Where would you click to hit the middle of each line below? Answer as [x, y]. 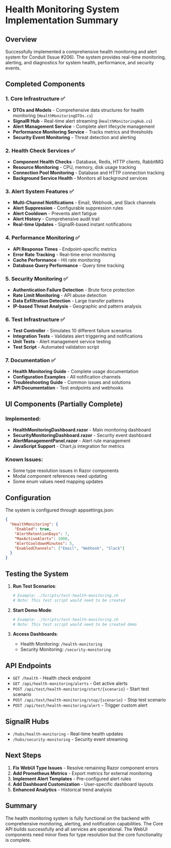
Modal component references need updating [60, 476]
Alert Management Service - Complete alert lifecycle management [84, 126]
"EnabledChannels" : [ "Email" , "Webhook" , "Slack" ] [70, 548]
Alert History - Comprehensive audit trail [56, 219]
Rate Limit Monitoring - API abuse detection [60, 295]
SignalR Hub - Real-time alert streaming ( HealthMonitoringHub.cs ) [82, 121]
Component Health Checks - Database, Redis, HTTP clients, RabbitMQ [88, 162]
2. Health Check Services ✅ [40, 150]
